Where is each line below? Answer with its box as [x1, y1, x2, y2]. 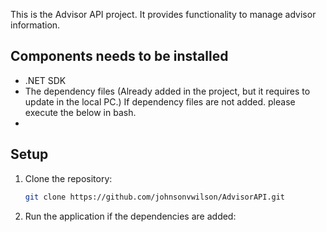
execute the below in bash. [24, 106, 137, 118]
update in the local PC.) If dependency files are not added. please [24, 95, 296, 108]
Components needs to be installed [10, 48, 229, 65]
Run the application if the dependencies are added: [24, 210, 237, 222]
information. [10, 19, 61, 31]
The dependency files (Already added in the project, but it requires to [24, 85, 311, 97]
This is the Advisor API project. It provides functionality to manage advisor [10, 9, 317, 20]
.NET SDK [24, 74, 67, 86]
